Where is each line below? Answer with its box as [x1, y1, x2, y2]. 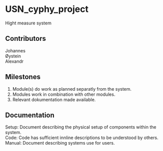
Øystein [5, 53, 21, 59]
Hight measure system [5, 20, 51, 26]
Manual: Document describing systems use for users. [5, 140, 115, 146]
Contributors [5, 34, 46, 43]
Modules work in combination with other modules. [12, 91, 116, 97]
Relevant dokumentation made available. [12, 96, 96, 103]
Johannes [5, 47, 26, 53]
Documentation [5, 111, 55, 119]
